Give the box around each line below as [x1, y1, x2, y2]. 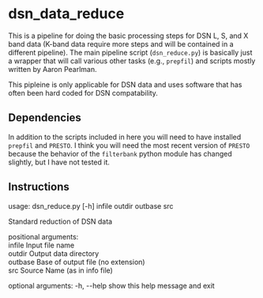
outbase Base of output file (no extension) [8, 257, 145, 266]
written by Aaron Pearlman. [8, 64, 97, 74]
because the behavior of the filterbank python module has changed [8, 149, 233, 158]
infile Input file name [8, 240, 75, 250]
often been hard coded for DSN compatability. [8, 88, 158, 97]
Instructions [8, 180, 70, 194]
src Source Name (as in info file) [8, 266, 113, 275]
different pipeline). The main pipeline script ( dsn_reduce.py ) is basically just [8, 47, 253, 57]
